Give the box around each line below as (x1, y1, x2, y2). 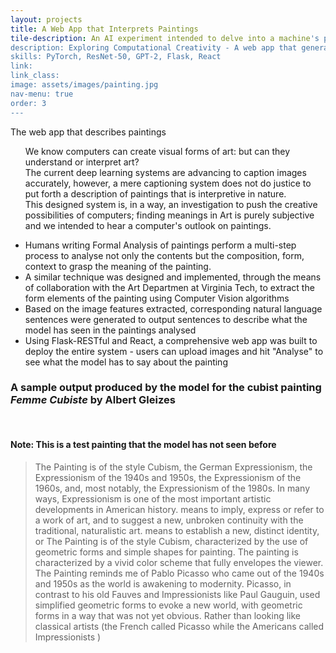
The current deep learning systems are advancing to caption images (24, 166, 307, 178)
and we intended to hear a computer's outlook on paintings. (24, 219, 272, 231)
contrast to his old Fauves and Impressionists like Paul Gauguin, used (34, 589, 321, 600)
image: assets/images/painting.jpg (10, 80, 159, 90)
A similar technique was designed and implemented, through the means (24, 271, 322, 283)
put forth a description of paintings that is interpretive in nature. (24, 187, 287, 200)
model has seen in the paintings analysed (24, 324, 197, 336)
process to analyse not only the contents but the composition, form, (24, 249, 305, 261)
